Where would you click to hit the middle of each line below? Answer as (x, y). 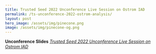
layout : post (18, 18)
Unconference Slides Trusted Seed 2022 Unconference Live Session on (78, 41)
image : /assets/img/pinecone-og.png (42, 28)
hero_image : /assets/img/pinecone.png (44, 23)
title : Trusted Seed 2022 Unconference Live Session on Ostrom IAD (75, 9)
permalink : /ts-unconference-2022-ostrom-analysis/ (58, 14)
